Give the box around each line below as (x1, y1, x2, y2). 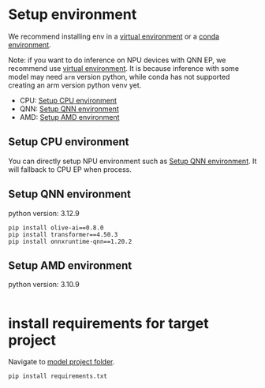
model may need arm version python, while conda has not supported (8, 72, 230, 81)
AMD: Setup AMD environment (19, 112, 120, 121)
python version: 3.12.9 (8, 208, 80, 218)
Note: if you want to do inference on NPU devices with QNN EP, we (8, 55, 226, 65)
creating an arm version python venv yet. (8, 80, 142, 90)
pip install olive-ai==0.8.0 (8, 223, 104, 232)
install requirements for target (8, 314, 209, 332)
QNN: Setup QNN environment (19, 104, 120, 114)
